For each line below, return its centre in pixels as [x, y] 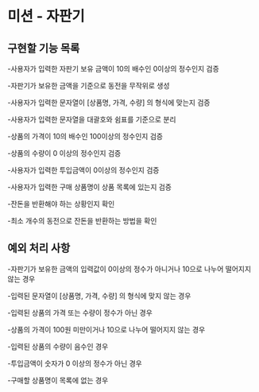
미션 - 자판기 [46, 16]
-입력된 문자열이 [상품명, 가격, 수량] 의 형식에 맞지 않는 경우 [99, 296]
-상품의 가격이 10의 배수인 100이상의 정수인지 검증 [85, 136]
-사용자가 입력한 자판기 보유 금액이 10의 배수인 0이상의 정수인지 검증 [113, 69]
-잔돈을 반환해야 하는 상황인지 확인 [61, 204]
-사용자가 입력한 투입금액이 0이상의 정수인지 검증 [83, 170]
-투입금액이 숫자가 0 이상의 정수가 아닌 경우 [75, 363]
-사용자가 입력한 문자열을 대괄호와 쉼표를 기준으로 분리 [92, 119]
